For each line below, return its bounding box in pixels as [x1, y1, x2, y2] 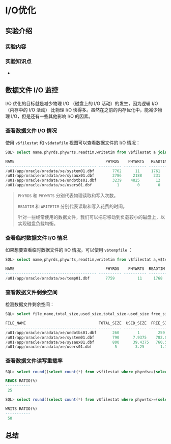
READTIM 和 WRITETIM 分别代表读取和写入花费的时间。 [17, 203, 128, 209]
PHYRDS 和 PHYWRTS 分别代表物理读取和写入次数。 [17, 192, 119, 199]
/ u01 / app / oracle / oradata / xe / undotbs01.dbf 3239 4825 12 [5, 178, 160, 183]
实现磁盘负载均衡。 [17, 220, 59, 227]
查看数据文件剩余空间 [5, 289, 58, 296]
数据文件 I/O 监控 [5, 86, 59, 95]
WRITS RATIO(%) [5, 406, 38, 411]
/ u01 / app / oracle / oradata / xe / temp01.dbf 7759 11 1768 [5, 275, 163, 281]
